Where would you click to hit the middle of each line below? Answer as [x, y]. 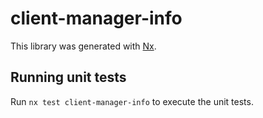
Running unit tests [68, 77]
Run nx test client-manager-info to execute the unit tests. [132, 101]
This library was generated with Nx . [83, 46]
